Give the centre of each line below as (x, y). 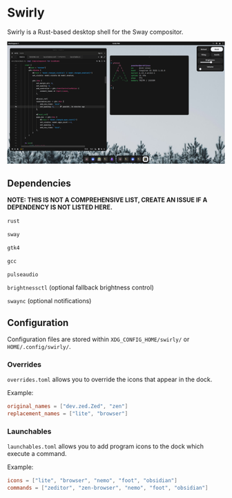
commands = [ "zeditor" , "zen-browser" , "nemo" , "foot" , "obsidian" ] (108, 488)
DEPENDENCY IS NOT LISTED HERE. (60, 207)
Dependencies (39, 183)
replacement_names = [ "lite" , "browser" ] (68, 414)
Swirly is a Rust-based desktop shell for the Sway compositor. (95, 32)
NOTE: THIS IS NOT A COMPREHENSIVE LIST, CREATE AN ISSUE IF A (107, 200)
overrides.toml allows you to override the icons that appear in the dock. (110, 380)
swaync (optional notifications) (49, 301)
